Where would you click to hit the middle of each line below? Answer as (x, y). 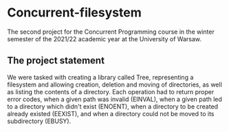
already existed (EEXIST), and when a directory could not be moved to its (111, 113)
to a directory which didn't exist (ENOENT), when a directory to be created (113, 106)
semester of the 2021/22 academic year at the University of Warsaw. (104, 38)
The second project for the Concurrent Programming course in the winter (111, 32)
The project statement (56, 61)
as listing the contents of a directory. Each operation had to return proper (111, 91)
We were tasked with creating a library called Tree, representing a (100, 77)
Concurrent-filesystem (75, 13)
